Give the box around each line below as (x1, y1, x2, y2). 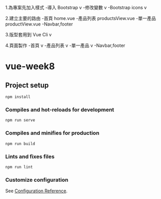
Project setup (5, 81, 49, 89)
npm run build (5, 141, 36, 146)
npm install (5, 94, 31, 99)
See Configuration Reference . (5, 188, 68, 194)
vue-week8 (5, 61, 55, 72)
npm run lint (5, 164, 33, 169)
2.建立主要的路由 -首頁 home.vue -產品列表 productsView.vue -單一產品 (5, 15, 156, 21)
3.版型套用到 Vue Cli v (5, 32, 52, 37)
